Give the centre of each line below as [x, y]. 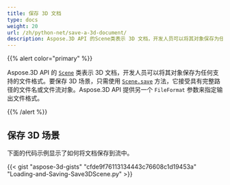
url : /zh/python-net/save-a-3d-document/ [67, 33]
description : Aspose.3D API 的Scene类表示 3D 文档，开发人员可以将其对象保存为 [113, 39]
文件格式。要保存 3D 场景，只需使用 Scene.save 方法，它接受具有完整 [117, 81]
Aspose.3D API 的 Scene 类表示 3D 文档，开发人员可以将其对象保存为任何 [110, 73]
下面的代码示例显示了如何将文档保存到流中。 [70, 153]
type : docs [23, 20]
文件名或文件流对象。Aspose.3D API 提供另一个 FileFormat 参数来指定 [118, 90]
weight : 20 [23, 26]
